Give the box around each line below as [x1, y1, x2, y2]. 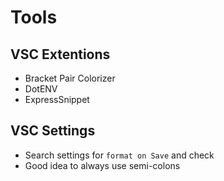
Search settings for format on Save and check [24, 149, 215, 161]
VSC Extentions [10, 46, 111, 63]
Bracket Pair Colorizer [24, 72, 116, 84]
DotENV [24, 83, 58, 95]
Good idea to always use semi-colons [24, 159, 181, 171]
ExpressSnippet [24, 94, 90, 105]
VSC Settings [10, 122, 96, 140]
